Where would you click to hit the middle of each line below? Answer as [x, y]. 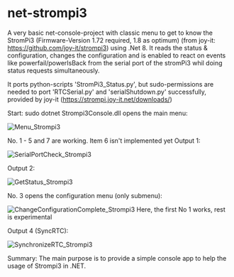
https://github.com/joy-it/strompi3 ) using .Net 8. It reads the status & [107, 48]
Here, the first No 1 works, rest [181, 209]
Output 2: [21, 168]
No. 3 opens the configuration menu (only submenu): [85, 195]
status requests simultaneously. [54, 70]
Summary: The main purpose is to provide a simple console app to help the [117, 258]
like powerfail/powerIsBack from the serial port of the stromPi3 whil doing [115, 63]
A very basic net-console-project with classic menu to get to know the [110, 33]
